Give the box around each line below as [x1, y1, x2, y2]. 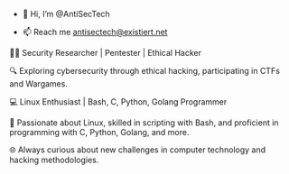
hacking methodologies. [9, 154, 99, 165]
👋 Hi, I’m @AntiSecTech [22, 9, 110, 19]
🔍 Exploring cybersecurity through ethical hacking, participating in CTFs [9, 66, 280, 76]
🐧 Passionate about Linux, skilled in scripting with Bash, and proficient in [9, 117, 279, 128]
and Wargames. [9, 78, 68, 89]
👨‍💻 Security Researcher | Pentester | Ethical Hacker [9, 48, 201, 58]
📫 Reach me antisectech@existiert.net [22, 27, 168, 37]
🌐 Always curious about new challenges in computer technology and [9, 144, 266, 155]
